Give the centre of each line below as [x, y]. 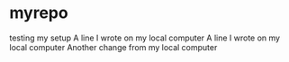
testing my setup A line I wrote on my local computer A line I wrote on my [145, 38]
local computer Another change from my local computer [113, 47]
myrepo [39, 13]
